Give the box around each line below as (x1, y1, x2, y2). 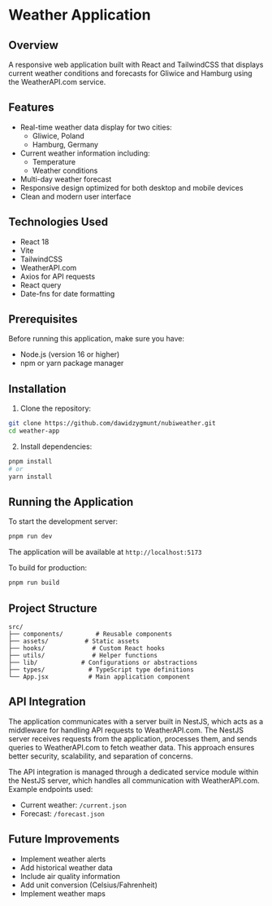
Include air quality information (19, 871, 120, 881)
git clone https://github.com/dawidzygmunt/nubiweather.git (8, 420, 217, 428)
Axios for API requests (19, 271, 96, 281)
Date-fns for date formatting (19, 288, 115, 298)
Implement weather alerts (19, 854, 106, 864)
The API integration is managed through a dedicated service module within (8, 767, 259, 776)
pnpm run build (8, 578, 60, 587)
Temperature (32, 156, 76, 166)
